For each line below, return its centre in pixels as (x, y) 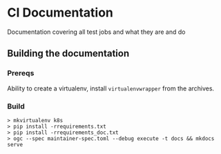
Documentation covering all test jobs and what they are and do (96, 32)
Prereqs (21, 73)
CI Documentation (60, 13)
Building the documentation (68, 54)
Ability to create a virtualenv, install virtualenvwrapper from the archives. (111, 88)
